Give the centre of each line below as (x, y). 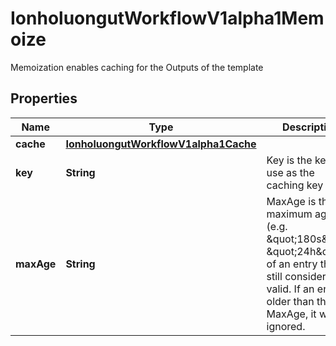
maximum (289, 214)
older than (290, 301)
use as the (290, 172)
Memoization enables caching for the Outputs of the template (137, 67)
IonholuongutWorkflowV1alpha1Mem (167, 18)
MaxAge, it (291, 314)
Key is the (289, 160)
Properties (44, 98)
